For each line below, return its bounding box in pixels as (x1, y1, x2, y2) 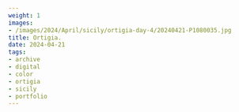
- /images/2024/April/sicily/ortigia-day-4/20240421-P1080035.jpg (8, 26, 232, 34)
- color (8, 70, 34, 78)
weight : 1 (8, 11, 41, 20)
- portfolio (8, 92, 47, 100)
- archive (8, 56, 41, 64)
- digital (8, 63, 41, 71)
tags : (8, 48, 26, 56)
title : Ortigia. (8, 33, 62, 42)
